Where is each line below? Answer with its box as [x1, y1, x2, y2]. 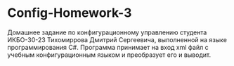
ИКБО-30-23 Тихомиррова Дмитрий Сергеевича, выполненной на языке [7, 35, 227, 44]
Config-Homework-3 [7, 5, 132, 21]
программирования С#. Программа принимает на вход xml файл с [7, 43, 209, 51]
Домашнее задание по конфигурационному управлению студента [7, 28, 207, 37]
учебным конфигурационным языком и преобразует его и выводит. [7, 51, 212, 59]
